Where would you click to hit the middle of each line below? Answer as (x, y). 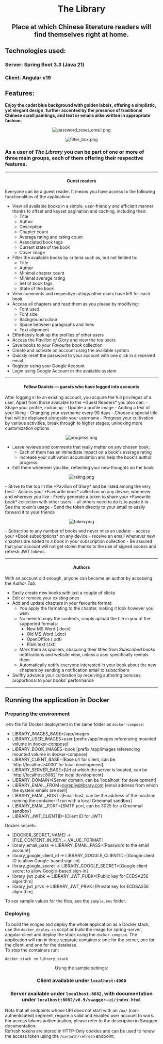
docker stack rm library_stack (37, 959)
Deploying (17, 914)
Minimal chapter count (42, 273)
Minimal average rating (42, 278)
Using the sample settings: (81, 968)
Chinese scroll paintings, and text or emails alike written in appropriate (78, 115)
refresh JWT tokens (25, 552)
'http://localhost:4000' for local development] (58, 765)
